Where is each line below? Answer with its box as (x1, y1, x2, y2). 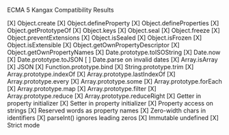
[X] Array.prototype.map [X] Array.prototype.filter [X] (7, 85, 157, 93)
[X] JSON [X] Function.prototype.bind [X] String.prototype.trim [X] (7, 63, 194, 71)
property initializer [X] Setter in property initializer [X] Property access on (7, 99, 214, 107)
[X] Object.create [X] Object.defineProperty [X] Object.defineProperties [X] (7, 19, 219, 27)
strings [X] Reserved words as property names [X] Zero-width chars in (7, 106, 206, 114)
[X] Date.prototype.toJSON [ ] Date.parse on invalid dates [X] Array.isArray (7, 56, 218, 64)
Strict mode (7, 121, 40, 129)
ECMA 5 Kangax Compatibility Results (7, 6, 114, 14)
